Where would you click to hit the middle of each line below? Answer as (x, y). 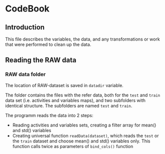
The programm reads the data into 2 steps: (49, 115)
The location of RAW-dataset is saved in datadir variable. (64, 85)
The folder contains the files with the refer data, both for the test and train (83, 95)
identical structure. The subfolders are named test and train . (69, 105)
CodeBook (27, 9)
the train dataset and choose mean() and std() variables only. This (81, 141)
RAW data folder (25, 74)
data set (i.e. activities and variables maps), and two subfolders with (75, 100)
